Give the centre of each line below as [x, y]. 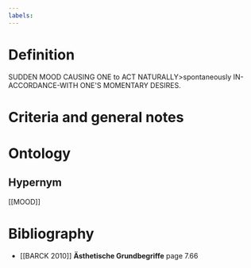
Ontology [40, 153]
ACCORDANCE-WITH [43, 85]
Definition [42, 54]
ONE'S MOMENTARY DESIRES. [130, 85]
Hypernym [35, 183]
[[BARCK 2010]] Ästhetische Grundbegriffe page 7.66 [109, 255]
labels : [21, 15]
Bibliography [51, 234]
